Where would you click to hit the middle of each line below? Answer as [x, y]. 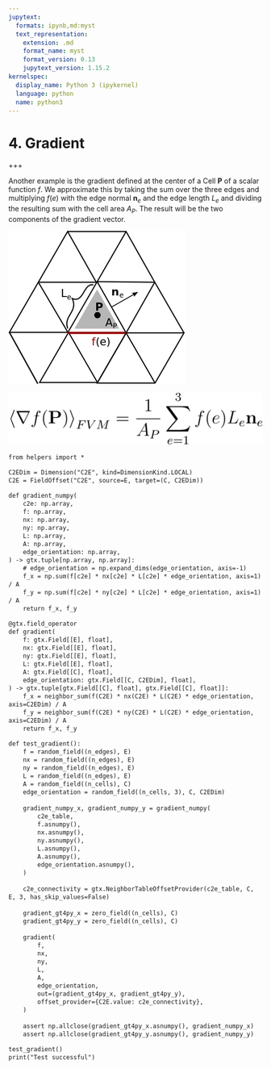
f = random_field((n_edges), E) [77, 752]
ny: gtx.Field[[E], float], [70, 656]
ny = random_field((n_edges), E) [79, 768]
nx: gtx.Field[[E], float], [70, 648]
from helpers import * [46, 457]
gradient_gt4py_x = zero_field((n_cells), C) [101, 913]
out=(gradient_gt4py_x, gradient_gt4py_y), [111, 994]
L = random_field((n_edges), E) [77, 776]
